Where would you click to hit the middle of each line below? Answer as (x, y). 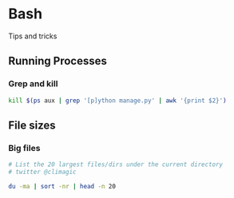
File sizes (32, 125)
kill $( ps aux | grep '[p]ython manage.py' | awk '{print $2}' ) (117, 101)
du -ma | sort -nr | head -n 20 (62, 186)
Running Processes (58, 61)
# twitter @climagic (43, 172)
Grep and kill (33, 84)
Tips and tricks (33, 36)
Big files (24, 148)
